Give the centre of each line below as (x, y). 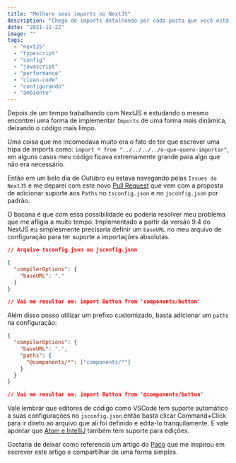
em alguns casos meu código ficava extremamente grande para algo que (114, 157)
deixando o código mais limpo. (52, 128)
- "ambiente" (33, 93)
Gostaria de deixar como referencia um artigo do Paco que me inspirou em (116, 445)
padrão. (19, 201)
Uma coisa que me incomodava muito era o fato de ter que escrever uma (114, 142)
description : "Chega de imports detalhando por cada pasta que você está (118, 21)
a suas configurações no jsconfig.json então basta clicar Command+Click (117, 416)
